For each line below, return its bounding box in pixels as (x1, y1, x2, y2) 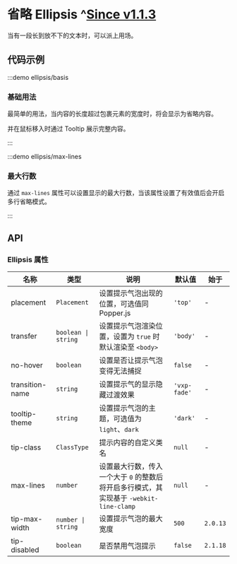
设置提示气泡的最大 (99, 514, 164, 524)
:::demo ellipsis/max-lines (7, 153, 83, 161)
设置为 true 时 (113, 331, 160, 341)
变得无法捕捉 (99, 366, 142, 376)
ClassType (56, 443, 90, 452)
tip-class (11, 442, 42, 452)
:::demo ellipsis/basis (7, 73, 69, 81)
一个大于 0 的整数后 (99, 472, 164, 482)
